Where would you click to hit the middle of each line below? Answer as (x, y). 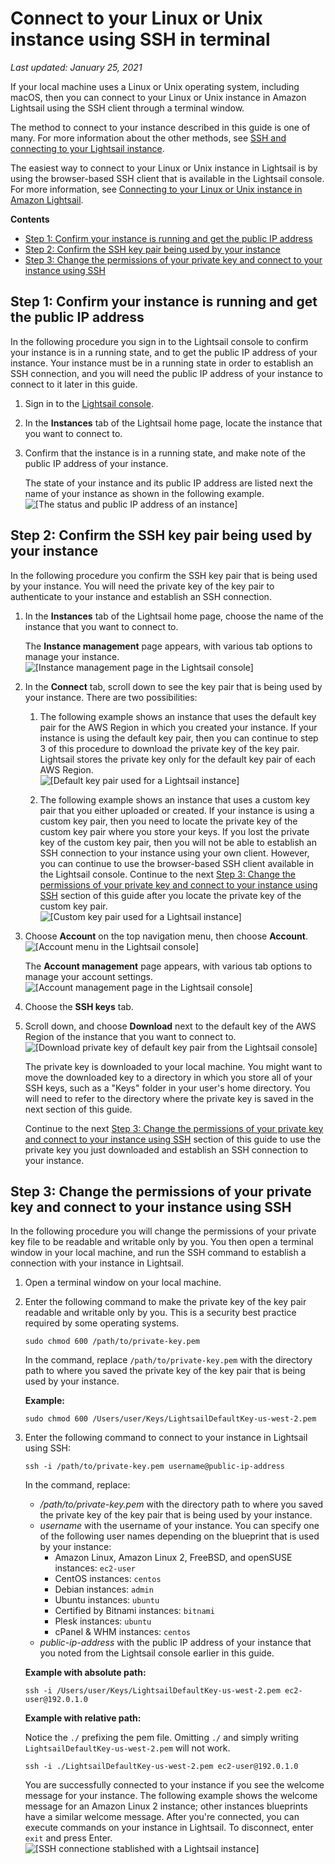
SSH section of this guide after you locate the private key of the (170, 895)
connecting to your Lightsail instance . (87, 148)
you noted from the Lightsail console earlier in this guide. (157, 1653)
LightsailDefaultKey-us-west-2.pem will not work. (127, 1748)
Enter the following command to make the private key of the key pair (165, 1302)
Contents (30, 219)
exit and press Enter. (68, 1838)
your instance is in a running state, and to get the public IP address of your (164, 352)
